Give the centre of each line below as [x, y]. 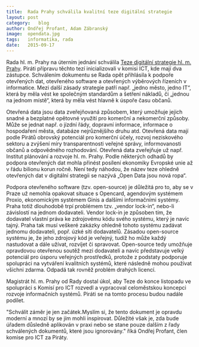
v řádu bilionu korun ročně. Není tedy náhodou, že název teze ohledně [93, 169]
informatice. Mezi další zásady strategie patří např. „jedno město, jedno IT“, [99, 87]
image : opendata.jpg [33, 34]
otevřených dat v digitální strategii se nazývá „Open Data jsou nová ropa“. [97, 175]
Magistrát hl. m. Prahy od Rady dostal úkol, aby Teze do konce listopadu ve [99, 281]
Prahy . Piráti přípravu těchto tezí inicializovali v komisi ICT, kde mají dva [94, 68]
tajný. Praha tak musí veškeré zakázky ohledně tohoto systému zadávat [94, 225]
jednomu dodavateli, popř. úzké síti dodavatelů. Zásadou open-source [92, 232]
